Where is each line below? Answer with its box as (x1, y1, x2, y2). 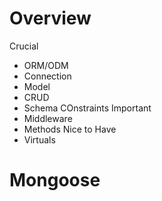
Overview (9, 7, 92, 30)
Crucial (9, 40, 39, 52)
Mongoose (9, 169, 101, 192)
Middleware (23, 112, 73, 124)
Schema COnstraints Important (23, 102, 152, 114)
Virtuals (23, 133, 56, 146)
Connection (23, 70, 72, 82)
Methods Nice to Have (23, 123, 117, 135)
